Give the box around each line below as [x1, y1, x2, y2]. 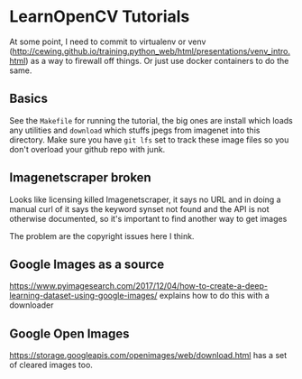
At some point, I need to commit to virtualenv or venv [9, 36, 206, 47]
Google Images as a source [9, 256, 165, 272]
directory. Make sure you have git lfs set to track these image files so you [9, 134, 289, 145]
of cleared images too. [9, 359, 93, 371]
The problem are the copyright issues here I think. [9, 230, 195, 241]
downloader [9, 300, 54, 310]
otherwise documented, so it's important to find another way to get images [9, 213, 288, 224]
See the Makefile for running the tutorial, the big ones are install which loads [9, 115, 293, 125]
